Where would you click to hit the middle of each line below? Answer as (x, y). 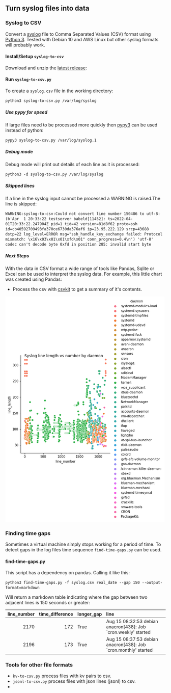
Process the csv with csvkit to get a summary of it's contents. (77, 289)
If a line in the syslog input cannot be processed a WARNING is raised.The (83, 198)
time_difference (56, 614)
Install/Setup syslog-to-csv (35, 57)
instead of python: (24, 130)
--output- (152, 583)
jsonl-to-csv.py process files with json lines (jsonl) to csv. (74, 681)
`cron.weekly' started (129, 632)
